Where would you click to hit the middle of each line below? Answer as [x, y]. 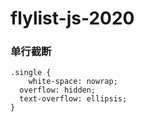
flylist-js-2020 [72, 18]
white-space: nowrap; [73, 82]
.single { [31, 73]
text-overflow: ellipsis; [73, 99]
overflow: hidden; [58, 90]
